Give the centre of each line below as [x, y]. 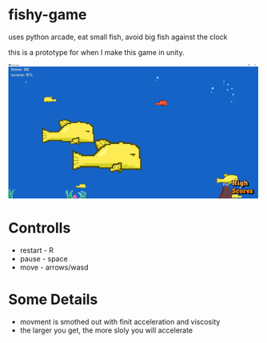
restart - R [37, 250]
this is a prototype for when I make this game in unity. [97, 52]
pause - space [44, 258]
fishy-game [48, 15]
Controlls [40, 228]
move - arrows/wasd [54, 267]
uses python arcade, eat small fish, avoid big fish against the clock [118, 37]
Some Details [53, 299]
